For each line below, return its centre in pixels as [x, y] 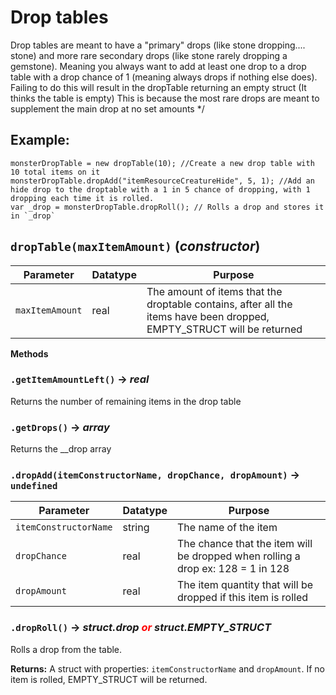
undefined [34, 486]
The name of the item [227, 528]
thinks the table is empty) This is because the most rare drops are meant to [165, 98]
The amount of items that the [214, 291]
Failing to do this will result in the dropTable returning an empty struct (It [158, 87]
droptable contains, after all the [219, 304]
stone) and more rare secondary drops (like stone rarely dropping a [149, 55]
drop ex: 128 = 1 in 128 [233, 569]
